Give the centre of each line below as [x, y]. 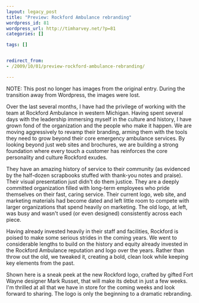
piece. [14, 219]
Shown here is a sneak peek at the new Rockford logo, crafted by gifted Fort [100, 274]
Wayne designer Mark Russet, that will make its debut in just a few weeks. [97, 281]
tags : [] [17, 45]
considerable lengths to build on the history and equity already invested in [97, 244]
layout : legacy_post [32, 12]
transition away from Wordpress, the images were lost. [73, 95]
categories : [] [25, 34]
